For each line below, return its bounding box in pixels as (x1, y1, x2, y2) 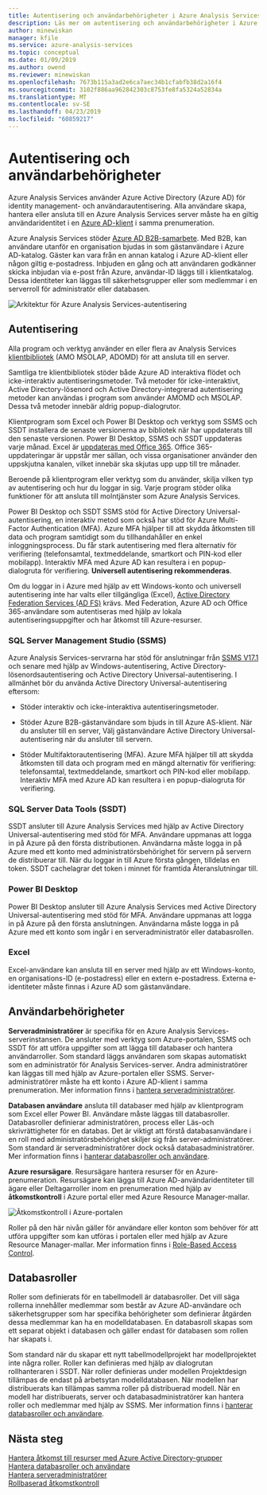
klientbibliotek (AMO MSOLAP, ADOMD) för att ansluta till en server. (8, 351, 230, 362)
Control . (8, 1248, 35, 1257)
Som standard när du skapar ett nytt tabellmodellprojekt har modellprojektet (8, 1349, 257, 1360)
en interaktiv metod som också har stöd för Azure (55, 515, 217, 525)
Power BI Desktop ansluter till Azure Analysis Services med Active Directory (8, 902, 257, 911)
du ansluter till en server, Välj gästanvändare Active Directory (19, 725, 220, 736)
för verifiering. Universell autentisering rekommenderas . (43, 565, 232, 575)
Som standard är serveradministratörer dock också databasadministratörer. (8, 1143, 255, 1152)
